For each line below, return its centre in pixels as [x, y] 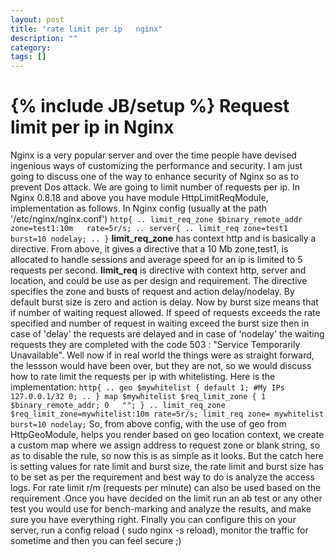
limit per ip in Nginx [92, 127]
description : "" [44, 38]
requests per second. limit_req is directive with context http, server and [158, 270]
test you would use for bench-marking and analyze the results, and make [161, 509]
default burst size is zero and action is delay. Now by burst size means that [164, 302]
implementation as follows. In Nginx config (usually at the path [139, 208]
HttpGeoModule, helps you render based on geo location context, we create [167, 435]
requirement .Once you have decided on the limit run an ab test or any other [166, 498]
